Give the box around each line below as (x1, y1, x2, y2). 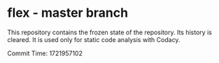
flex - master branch (7, 5, 128, 21)
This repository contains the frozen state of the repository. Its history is (7, 28, 212, 36)
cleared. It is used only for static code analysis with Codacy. (7, 35, 181, 43)
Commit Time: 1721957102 (7, 49, 83, 57)
